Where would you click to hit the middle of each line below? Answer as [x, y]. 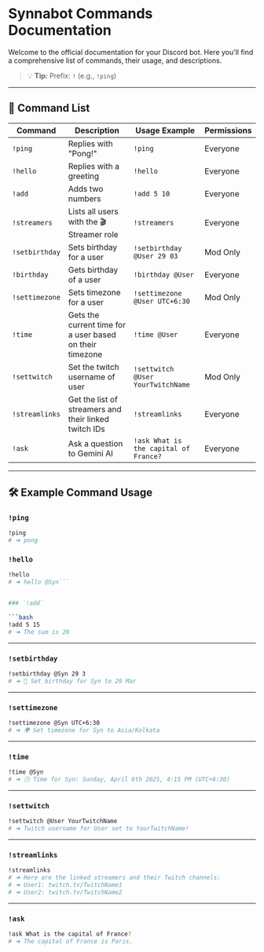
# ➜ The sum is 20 [39, 632]
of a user [84, 280]
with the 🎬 [87, 222]
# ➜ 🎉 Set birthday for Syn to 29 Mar [72, 681]
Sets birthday [93, 247]
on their [82, 344]
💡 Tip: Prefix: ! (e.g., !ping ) [72, 75]
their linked [89, 419]
